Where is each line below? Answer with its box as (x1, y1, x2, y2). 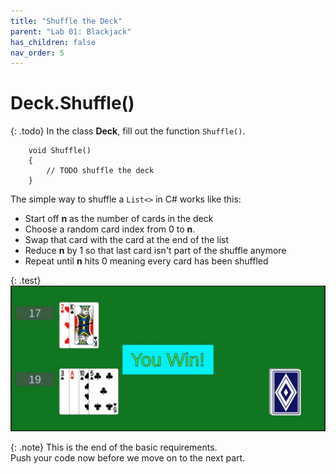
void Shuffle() (28, 146, 92, 156)
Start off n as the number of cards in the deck (24, 213, 214, 225)
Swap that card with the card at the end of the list (24, 234, 230, 246)
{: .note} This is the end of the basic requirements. (10, 441, 218, 454)
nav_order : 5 (10, 48, 65, 58)
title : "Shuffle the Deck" (10, 16, 123, 26)
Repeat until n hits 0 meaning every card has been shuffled (24, 255, 269, 267)
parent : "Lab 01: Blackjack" (10, 26, 132, 37)
